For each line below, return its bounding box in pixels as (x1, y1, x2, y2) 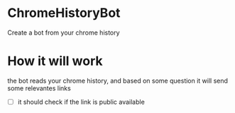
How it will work (7, 53, 103, 69)
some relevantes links (7, 83, 71, 93)
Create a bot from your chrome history (7, 28, 120, 37)
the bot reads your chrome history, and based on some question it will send (7, 76, 229, 85)
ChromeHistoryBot (7, 5, 121, 21)
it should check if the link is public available (17, 97, 146, 106)
